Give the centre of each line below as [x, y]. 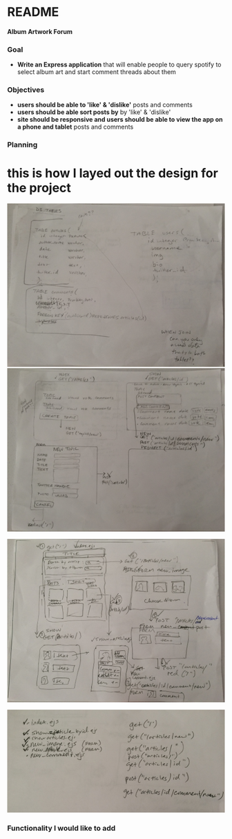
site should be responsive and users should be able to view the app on [120, 120]
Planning [22, 145]
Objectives [26, 90]
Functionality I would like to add [61, 829]
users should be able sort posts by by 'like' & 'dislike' [94, 112]
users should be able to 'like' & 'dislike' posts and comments [105, 105]
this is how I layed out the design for [113, 173]
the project [39, 188]
